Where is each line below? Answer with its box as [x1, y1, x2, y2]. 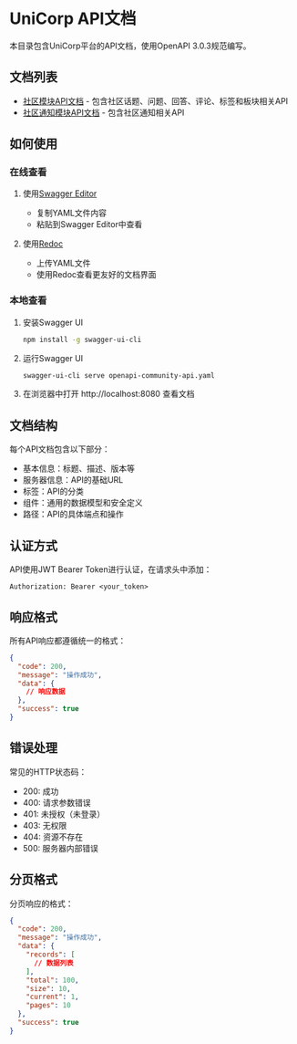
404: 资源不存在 [22, 831, 84, 842]
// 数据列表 [33, 958, 75, 967]
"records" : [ [26, 950, 76, 959]
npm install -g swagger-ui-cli [22, 335, 142, 344]
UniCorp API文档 [9, 8, 137, 29]
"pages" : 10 [26, 1001, 71, 1010]
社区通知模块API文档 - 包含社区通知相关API [22, 107, 185, 118]
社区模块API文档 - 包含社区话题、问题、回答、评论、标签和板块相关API [22, 95, 289, 106]
